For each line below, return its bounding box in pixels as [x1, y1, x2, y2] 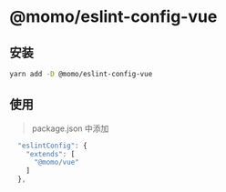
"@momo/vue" [33, 157, 79, 167]
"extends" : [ [26, 149, 76, 158]
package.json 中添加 [31, 123, 109, 134]
